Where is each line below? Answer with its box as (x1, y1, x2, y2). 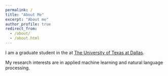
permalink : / (5, 7, 33, 13)
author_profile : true (5, 21, 51, 27)
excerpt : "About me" (5, 17, 49, 22)
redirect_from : (5, 26, 38, 31)
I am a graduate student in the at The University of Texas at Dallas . (5, 49, 145, 56)
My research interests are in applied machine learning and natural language (5, 59, 163, 65)
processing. (5, 64, 30, 71)
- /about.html (10, 36, 40, 41)
